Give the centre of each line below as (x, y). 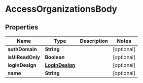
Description (94, 41)
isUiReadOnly (24, 57)
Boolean (55, 57)
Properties (22, 27)
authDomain (22, 49)
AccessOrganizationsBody (61, 9)
